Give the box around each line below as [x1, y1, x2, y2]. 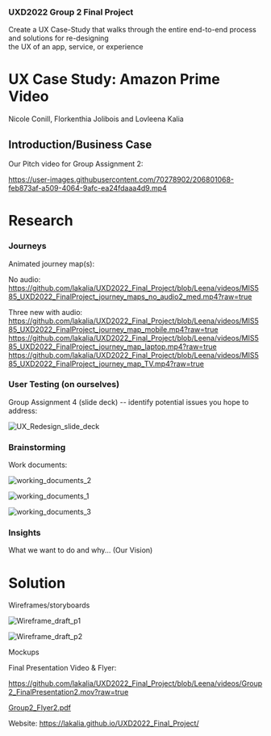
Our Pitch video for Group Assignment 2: [8, 159, 144, 169]
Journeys [8, 241, 47, 252]
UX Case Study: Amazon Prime [8, 70, 220, 89]
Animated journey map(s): [8, 259, 95, 268]
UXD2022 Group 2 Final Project [8, 6, 134, 18]
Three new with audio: [8, 307, 83, 317]
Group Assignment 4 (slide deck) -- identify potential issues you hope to [8, 397, 249, 406]
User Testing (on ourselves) [8, 379, 119, 390]
